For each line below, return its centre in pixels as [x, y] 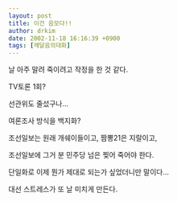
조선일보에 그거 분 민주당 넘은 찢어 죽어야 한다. [81, 155]
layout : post [30, 16]
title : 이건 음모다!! [40, 23]
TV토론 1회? [27, 87]
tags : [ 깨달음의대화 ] [39, 46]
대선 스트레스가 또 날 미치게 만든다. [63, 189]
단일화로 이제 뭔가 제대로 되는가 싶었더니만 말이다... [89, 172]
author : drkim [32, 31]
